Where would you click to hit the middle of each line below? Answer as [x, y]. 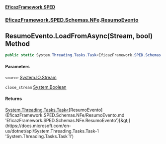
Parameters [17, 66]
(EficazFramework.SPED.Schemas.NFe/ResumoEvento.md [65, 115]
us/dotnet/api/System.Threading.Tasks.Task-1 [52, 131]
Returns [14, 99]
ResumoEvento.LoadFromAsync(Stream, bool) [79, 36]
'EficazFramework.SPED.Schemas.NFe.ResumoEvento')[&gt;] [68, 120]
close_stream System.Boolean [36, 87]
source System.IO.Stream [31, 78]
